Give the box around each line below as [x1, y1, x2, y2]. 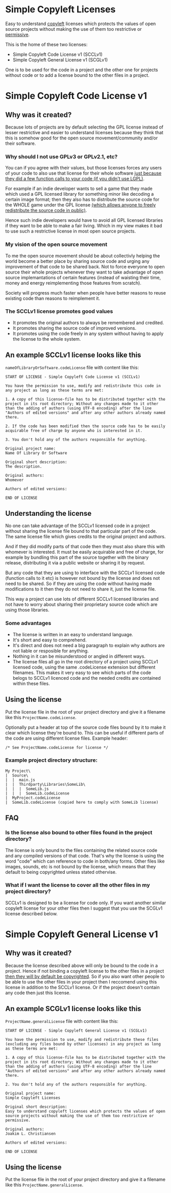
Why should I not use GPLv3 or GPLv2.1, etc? [5, 153, 118, 160]
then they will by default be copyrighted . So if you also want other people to [5, 973, 165, 979]
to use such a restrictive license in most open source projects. [5, 228, 136, 234]
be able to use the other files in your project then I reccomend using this [5, 978, 157, 985]
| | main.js [5, 777, 36, 782]
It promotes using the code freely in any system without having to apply [12, 330, 164, 337]
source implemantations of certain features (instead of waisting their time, [5, 274, 161, 280]
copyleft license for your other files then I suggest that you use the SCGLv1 [5, 905, 163, 911]
